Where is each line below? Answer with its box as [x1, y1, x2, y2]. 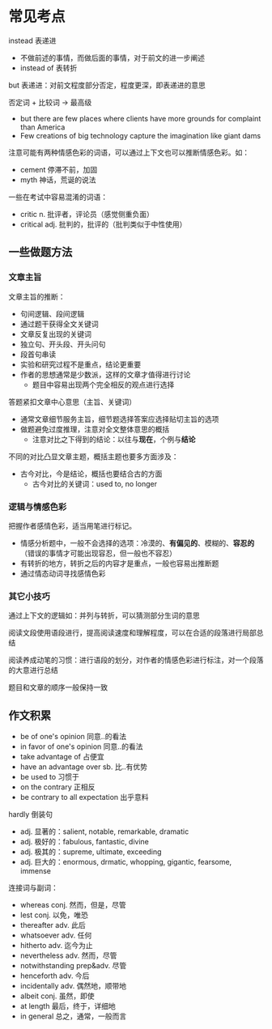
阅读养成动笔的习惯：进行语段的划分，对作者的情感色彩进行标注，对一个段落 [8, 655, 264, 665]
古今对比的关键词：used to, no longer [32, 478, 158, 488]
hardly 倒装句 [8, 810, 53, 819]
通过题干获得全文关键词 [19, 319, 99, 329]
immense [19, 866, 51, 876]
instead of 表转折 [19, 62, 78, 73]
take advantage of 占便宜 [19, 752, 104, 762]
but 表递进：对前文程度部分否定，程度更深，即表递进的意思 [8, 80, 206, 90]
